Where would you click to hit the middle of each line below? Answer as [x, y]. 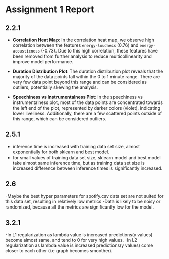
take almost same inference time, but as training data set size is [78, 163]
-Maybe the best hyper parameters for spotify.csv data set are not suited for [84, 196]
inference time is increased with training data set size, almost [76, 146]
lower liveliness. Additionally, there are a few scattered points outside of [87, 113]
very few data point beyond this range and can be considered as [80, 82]
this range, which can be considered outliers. [60, 119]
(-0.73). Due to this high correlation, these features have [99, 51]
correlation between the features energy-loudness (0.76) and [75, 45]
